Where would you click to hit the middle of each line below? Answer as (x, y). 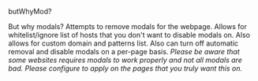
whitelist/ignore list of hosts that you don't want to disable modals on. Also (129, 35)
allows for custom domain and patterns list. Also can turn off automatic (123, 43)
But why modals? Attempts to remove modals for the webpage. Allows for (127, 26)
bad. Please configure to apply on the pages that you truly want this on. (125, 68)
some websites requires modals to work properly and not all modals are (125, 60)
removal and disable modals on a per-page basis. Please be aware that (124, 52)
